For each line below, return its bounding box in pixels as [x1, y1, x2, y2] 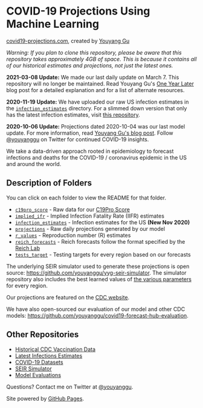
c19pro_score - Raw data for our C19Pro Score [14, 206, 130, 213]
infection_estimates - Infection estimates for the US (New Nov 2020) [14, 218, 190, 226]
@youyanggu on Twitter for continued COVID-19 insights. [6, 135, 149, 143]
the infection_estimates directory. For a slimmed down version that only [6, 104, 187, 112]
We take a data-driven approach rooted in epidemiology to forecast [6, 147, 174, 155]
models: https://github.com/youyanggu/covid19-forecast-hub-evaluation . [6, 312, 188, 319]
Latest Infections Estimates [14, 352, 83, 359]
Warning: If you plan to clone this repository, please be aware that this [6, 48, 182, 56]
